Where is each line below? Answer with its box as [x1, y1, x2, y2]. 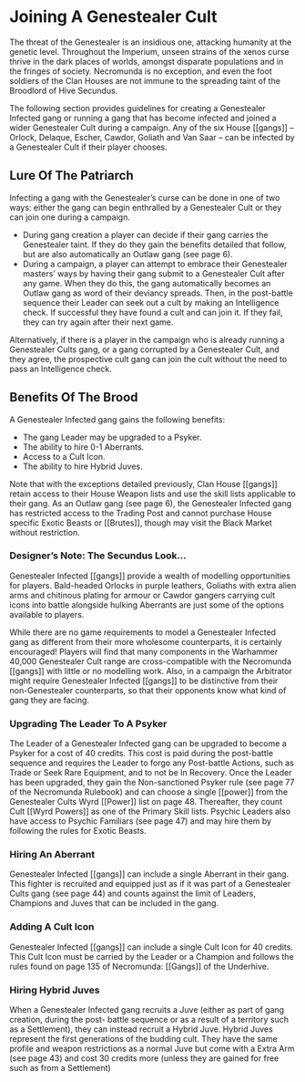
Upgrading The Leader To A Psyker [9, 717, 168, 730]
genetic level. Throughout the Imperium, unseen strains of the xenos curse [9, 46, 290, 57]
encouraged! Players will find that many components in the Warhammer [9, 646, 279, 657]
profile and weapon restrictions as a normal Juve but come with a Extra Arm [9, 1043, 295, 1055]
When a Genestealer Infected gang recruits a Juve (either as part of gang [9, 1004, 285, 1015]
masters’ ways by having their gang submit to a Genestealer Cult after [22, 267, 285, 279]
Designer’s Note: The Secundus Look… [9, 549, 187, 562]
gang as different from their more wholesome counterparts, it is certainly [9, 636, 282, 647]
